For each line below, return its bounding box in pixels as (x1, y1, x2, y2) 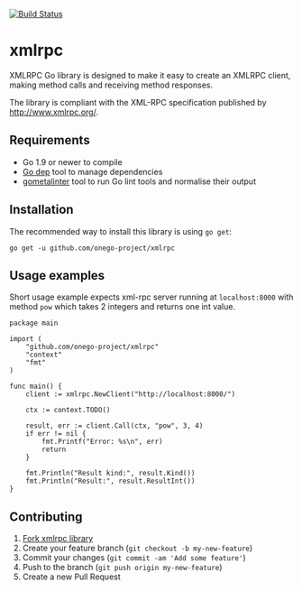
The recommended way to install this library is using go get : (9, 226, 233, 236)
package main (9, 319, 59, 328)
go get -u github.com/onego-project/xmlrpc (9, 244, 176, 253)
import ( (9, 335, 42, 344)
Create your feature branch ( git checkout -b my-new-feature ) (22, 542, 253, 554)
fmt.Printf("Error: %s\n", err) (41, 438, 164, 447)
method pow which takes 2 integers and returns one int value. (9, 301, 236, 312)
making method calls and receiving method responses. (9, 79, 214, 90)
